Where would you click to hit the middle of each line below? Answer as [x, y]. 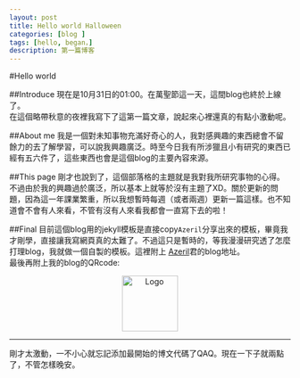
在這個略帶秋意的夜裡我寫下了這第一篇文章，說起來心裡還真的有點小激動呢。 [150, 117]
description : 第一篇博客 [52, 51]
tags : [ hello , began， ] [51, 42]
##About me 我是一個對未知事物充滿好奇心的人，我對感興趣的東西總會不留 [146, 136]
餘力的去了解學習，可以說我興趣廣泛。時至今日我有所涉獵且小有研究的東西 [146, 147]
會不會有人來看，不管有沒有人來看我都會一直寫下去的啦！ [122, 210]
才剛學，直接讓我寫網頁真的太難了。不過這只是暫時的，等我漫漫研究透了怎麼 [150, 241]
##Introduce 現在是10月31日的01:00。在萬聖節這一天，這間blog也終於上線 [145, 94]
